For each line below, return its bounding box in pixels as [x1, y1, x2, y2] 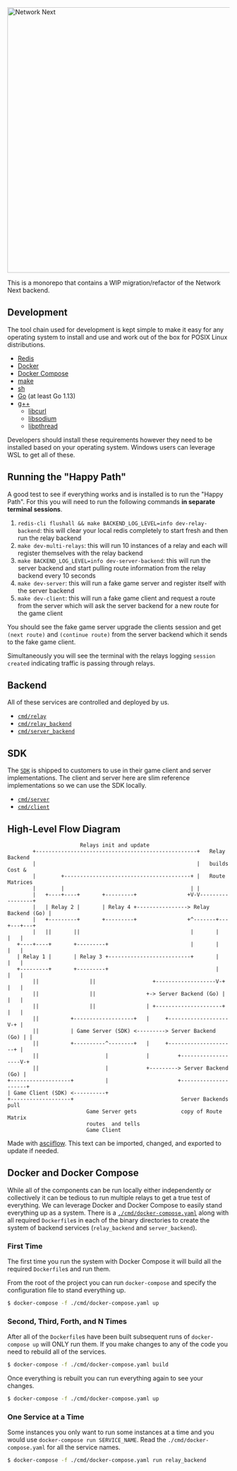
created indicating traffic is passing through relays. [7, 658, 155, 668]
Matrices [7, 879, 33, 886]
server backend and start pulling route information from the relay [17, 563, 207, 572]
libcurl [28, 406, 47, 415]
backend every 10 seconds [17, 571, 97, 580]
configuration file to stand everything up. [7, 1286, 126, 1295]
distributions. [7, 340, 46, 349]
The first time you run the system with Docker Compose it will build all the [7, 1257, 222, 1266]
